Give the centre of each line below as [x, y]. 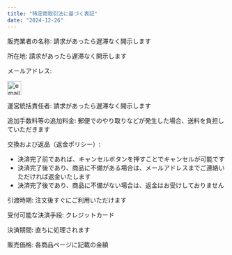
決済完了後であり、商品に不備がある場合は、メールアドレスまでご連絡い [121, 168]
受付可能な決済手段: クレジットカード [61, 214]
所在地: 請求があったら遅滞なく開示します [67, 56]
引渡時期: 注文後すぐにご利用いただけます [67, 200]
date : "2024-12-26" [36, 20]
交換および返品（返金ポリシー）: [54, 144]
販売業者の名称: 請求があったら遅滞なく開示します [79, 41]
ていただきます [29, 129]
